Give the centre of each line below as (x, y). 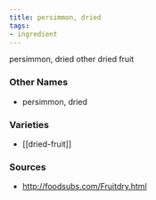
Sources (28, 167)
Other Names (39, 83)
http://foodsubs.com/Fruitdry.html (84, 187)
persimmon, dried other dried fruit (72, 60)
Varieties (29, 124)
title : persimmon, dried (55, 17)
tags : (19, 26)
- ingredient (33, 34)
